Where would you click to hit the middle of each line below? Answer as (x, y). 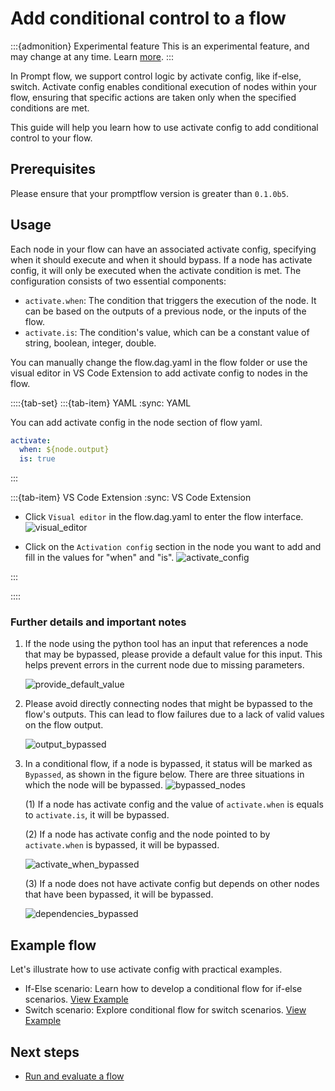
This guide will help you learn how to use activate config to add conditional (164, 127)
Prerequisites (53, 169)
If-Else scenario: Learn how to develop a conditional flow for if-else (163, 989)
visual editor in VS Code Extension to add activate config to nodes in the (159, 373)
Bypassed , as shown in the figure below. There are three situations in (164, 774)
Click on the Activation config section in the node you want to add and (173, 547)
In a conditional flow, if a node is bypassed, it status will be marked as (168, 764)
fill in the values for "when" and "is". (99, 558)
